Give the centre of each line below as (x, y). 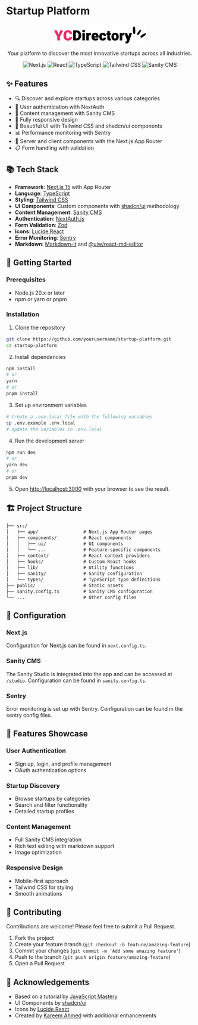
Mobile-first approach (42, 881)
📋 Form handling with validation (54, 148)
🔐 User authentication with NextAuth (59, 107)
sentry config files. (29, 715)
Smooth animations (38, 893)
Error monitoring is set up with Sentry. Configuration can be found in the (95, 709)
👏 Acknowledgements (48, 982)
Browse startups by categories (52, 798)
